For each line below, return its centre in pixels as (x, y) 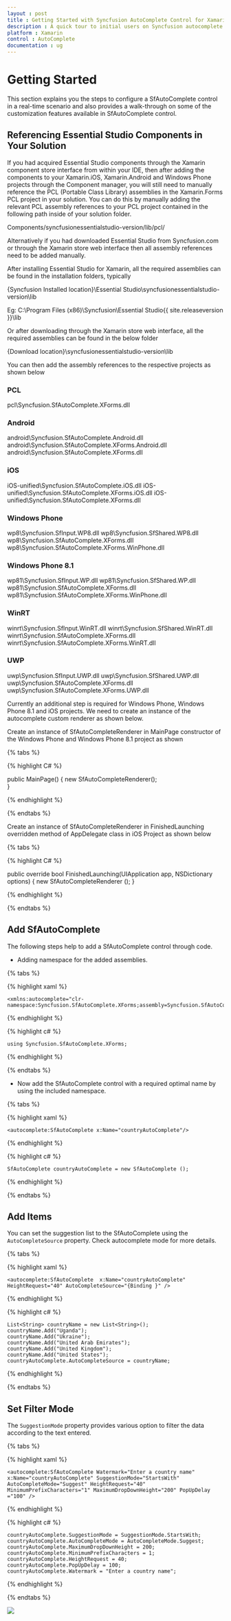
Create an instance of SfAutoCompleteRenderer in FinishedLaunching (106, 826)
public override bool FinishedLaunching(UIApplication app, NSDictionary (110, 874)
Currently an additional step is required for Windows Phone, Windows (106, 704)
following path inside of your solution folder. (69, 214)
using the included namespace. (62, 1091)
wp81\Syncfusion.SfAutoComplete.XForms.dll (71, 588)
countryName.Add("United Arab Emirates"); (69, 1343)
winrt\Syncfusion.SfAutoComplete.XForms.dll (71, 635)
